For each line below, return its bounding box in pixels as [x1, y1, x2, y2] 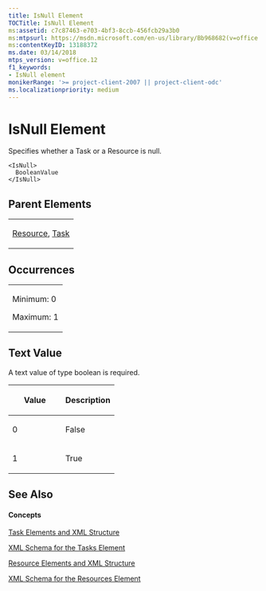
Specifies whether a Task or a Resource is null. [8, 147, 162, 156]
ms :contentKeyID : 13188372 [8, 41, 98, 49]
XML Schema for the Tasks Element [8, 543, 126, 553]
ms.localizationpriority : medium [8, 85, 119, 94]
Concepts [8, 510, 41, 519]
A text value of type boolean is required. [8, 367, 140, 377]
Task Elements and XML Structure [8, 527, 120, 538]
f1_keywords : [8, 64, 52, 72]
